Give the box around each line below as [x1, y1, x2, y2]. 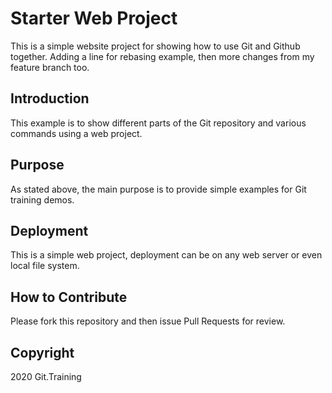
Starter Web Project [10, 7, 178, 30]
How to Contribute [10, 288, 128, 306]
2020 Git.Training [10, 371, 82, 382]
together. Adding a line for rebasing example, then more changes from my [10, 50, 315, 62]
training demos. [10, 193, 75, 206]
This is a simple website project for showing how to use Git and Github [10, 40, 301, 52]
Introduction [10, 90, 90, 107]
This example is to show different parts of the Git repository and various [10, 117, 307, 129]
